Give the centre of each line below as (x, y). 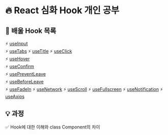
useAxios (15, 96)
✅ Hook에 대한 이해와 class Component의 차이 (53, 127)
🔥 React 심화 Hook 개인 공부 (62, 10)
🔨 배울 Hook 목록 (31, 31)
